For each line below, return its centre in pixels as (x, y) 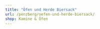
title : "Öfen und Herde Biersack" (41, 10)
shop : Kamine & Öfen (27, 19)
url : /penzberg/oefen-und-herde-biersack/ (50, 14)
